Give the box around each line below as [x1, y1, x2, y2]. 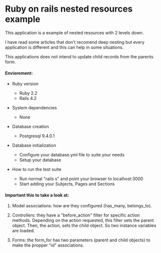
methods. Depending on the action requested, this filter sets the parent [12, 218, 154, 223]
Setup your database [19, 157, 62, 163]
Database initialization [12, 142, 57, 149]
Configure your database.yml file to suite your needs [19, 152, 125, 158]
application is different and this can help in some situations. [5, 44, 124, 50]
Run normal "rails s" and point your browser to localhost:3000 [19, 176, 144, 182]
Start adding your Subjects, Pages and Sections [19, 181, 115, 187]
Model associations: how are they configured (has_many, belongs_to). [12, 203, 152, 209]
